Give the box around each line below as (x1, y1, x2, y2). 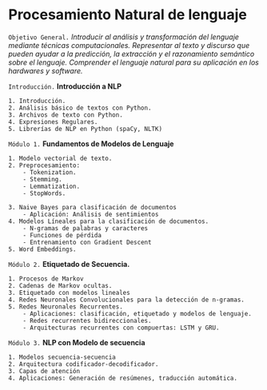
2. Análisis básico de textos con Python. (8, 104, 152, 112)
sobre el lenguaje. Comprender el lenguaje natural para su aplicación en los (8, 58, 260, 67)
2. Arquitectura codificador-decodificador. (8, 360, 159, 368)
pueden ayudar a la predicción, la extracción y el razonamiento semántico (8, 49, 255, 58)
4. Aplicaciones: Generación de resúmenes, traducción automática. (8, 374, 238, 382)
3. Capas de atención (8, 367, 81, 375)
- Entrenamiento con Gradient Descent (22, 238, 152, 246)
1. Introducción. (8, 97, 66, 105)
